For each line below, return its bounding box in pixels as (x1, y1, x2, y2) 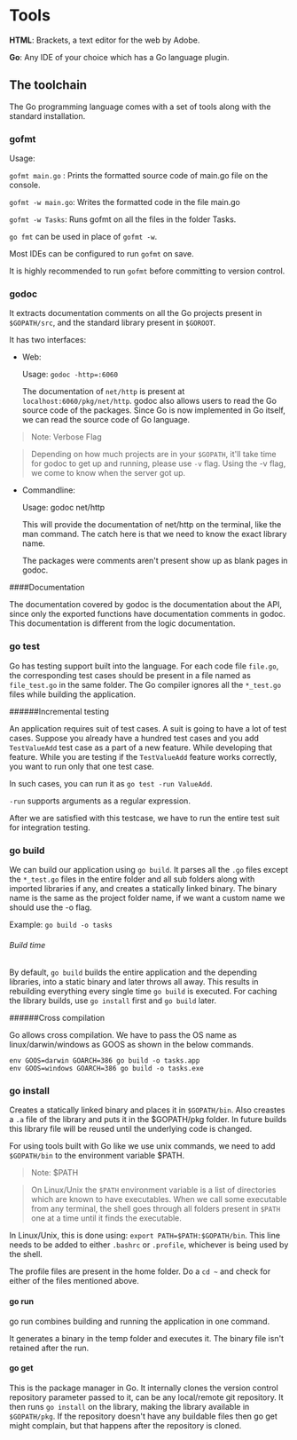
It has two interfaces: (9, 335, 87, 345)
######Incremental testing (9, 706, 109, 716)
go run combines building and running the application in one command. (9, 1316, 270, 1326)
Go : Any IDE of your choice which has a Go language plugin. (9, 51, 230, 62)
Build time (9, 939, 46, 950)
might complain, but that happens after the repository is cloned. (9, 1420, 242, 1430)
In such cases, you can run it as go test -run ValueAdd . (9, 778, 213, 788)
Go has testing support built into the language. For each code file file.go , (9, 661, 279, 671)
